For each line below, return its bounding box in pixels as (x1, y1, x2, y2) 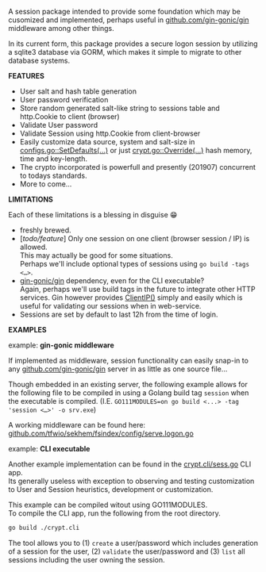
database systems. (8, 56, 70, 65)
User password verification (19, 95, 109, 104)
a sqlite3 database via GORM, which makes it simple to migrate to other (8, 48, 242, 56)
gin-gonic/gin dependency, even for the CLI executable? (19, 276, 205, 285)
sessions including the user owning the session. (8, 555, 165, 564)
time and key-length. (19, 154, 88, 163)
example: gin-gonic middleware (8, 340, 114, 350)
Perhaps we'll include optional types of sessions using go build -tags (19, 259, 250, 268)
